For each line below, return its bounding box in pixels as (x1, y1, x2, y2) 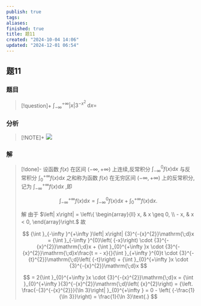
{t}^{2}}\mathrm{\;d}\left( (28, 256, 91, 263)
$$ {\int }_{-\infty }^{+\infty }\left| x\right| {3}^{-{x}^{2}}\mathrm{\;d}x (22, 230, 194, 237)
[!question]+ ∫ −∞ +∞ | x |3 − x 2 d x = (20, 100, 97, 110)
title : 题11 (6, 31, 35, 37)
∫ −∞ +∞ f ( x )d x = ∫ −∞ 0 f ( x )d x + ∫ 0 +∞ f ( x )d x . (59, 196, 158, 206)
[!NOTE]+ (20, 134, 45, 141)
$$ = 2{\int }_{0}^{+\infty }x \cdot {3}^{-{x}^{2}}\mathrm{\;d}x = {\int (23, 274, 194, 281)
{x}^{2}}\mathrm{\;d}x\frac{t (22, 249, 94, 257)
